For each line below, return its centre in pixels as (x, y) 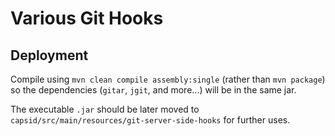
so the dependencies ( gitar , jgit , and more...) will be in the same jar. (153, 90)
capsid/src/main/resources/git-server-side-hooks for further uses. (150, 120)
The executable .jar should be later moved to (105, 109)
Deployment (49, 55)
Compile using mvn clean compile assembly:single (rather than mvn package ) (168, 79)
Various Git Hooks (87, 18)
